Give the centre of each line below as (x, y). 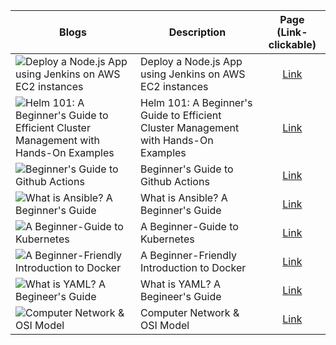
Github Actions (175, 181)
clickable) (292, 44)
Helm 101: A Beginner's (196, 102)
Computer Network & (190, 312)
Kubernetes (167, 239)
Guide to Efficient (181, 115)
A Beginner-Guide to (189, 226)
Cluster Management (190, 127)
